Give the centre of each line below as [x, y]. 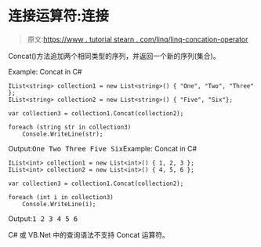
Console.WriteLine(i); [59, 204]
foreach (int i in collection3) [61, 197]
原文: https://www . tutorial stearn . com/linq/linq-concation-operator [138, 39]
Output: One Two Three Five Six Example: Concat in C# [103, 148]
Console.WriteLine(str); [63, 134]
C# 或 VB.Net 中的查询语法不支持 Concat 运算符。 [89, 234]
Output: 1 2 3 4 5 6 [43, 218]
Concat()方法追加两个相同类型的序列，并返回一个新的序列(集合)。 [114, 56]
